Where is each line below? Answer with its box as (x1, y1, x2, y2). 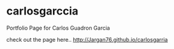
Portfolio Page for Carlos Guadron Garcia (6, 24, 111, 31)
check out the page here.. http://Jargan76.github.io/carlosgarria (6, 36, 168, 43)
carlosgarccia (6, 4, 79, 18)
